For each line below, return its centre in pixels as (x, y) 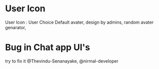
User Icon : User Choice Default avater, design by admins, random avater (79, 22)
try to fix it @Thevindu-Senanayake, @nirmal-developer (62, 61)
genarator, (16, 27)
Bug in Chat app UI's (48, 48)
